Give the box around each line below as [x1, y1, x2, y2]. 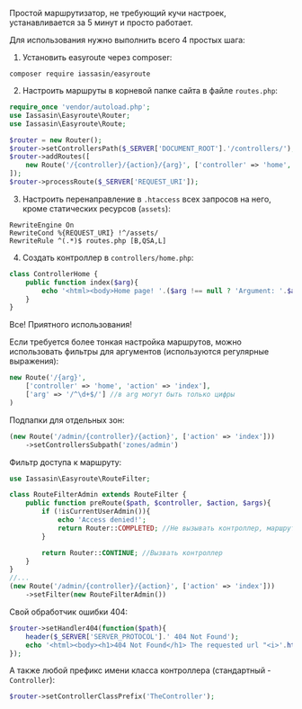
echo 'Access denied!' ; [57, 516, 147, 525]
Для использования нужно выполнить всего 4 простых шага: [9, 35, 245, 45]
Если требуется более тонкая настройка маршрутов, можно [9, 337, 243, 347]
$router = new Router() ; [9, 135, 102, 145]
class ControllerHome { [9, 269, 99, 278]
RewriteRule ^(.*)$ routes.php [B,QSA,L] [9, 236, 167, 246]
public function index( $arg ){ [25, 278, 139, 287]
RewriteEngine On [9, 220, 75, 229]
